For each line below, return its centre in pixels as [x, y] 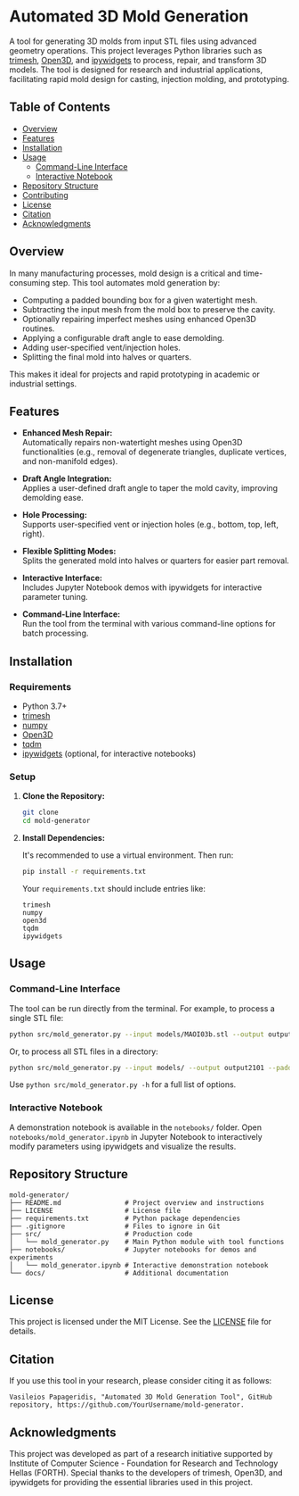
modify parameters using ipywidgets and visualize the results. [123, 1146]
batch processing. [55, 633]
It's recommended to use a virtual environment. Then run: [128, 855]
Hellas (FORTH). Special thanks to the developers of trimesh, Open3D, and [146, 1472]
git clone [40, 813]
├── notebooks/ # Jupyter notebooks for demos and [133, 1250]
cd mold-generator [56, 821]
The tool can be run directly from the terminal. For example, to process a [142, 1008]
